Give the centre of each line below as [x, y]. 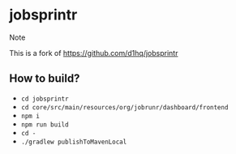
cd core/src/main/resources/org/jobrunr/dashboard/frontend [124, 107]
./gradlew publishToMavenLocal [74, 142]
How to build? [45, 79]
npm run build [45, 124]
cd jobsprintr [45, 99]
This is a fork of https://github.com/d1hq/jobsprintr [94, 53]
